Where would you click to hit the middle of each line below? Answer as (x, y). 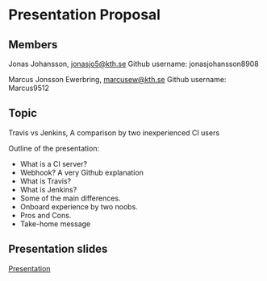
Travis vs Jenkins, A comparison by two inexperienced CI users (114, 132)
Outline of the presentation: (54, 148)
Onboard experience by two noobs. (79, 206)
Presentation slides (58, 249)
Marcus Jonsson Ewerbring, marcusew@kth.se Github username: (117, 79)
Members (33, 45)
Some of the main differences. (70, 198)
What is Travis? (45, 181)
